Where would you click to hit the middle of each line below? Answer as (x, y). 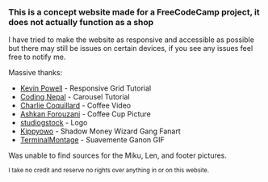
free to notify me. (37, 57)
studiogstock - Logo (54, 123)
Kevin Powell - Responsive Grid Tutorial (86, 88)
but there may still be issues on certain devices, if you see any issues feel (131, 49)
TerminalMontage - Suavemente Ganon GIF (92, 140)
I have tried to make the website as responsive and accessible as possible (131, 40)
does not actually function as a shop (81, 22)
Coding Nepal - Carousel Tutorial (75, 97)
